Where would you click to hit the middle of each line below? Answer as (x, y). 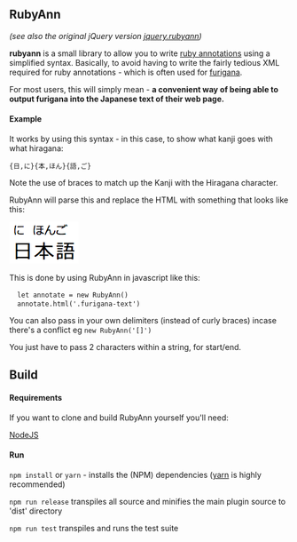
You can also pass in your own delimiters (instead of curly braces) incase (143, 321)
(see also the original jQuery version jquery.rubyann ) (106, 36)
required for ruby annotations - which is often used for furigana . (126, 72)
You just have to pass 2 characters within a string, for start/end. (125, 347)
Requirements (36, 398)
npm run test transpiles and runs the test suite (94, 528)
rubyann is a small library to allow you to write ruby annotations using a (140, 53)
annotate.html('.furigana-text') (79, 304)
